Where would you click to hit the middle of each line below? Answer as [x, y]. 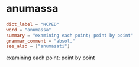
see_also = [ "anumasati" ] [38, 46]
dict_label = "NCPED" [33, 24]
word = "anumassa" [29, 30]
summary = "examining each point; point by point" [70, 35]
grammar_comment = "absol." [41, 41]
